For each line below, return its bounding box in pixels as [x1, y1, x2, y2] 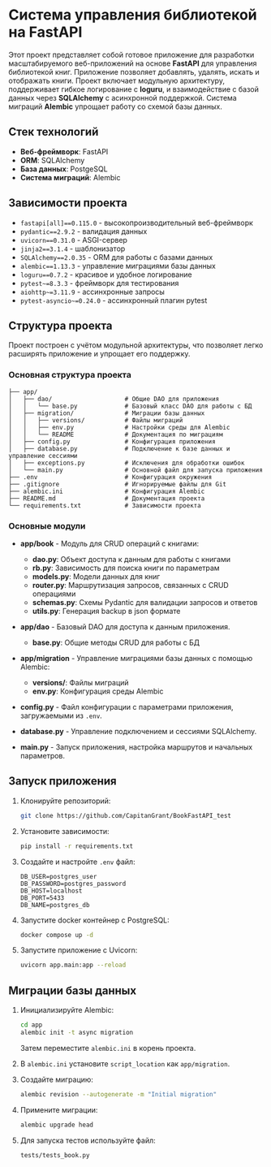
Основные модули [8, 520, 86, 531]
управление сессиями [8, 452, 79, 460]
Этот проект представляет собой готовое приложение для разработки [8, 50, 255, 59]
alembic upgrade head [19, 1121, 93, 1129]
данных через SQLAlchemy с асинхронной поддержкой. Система [8, 93, 237, 102]
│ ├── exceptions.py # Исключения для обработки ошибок [8, 459, 245, 467]
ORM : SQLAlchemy [19, 155, 85, 165]
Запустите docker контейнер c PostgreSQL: [19, 915, 170, 925]
